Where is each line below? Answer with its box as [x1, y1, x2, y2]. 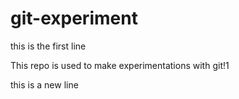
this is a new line [10, 78, 79, 91]
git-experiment [10, 7, 138, 30]
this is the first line [10, 40, 87, 52]
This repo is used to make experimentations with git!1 [10, 59, 230, 71]
